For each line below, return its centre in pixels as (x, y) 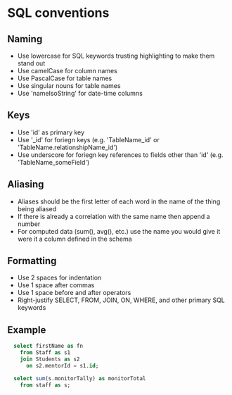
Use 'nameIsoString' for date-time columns (80, 93)
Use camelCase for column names (67, 71)
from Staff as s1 (45, 353)
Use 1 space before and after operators (74, 293)
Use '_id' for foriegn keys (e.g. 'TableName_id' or (88, 139)
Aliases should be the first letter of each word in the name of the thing (119, 201)
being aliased (37, 208)
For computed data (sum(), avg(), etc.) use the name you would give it (119, 231)
